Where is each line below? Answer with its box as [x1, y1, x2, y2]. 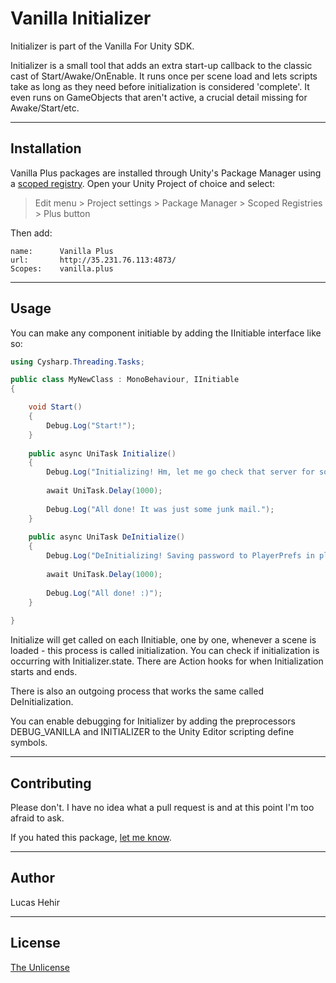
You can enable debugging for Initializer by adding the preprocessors [10, 715, 296, 727]
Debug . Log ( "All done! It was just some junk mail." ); [46, 504, 275, 514]
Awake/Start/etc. [10, 102, 80, 114]
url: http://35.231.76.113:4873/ [10, 255, 177, 265]
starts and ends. [10, 666, 78, 678]
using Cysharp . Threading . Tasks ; [10, 357, 145, 367]
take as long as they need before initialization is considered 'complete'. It [10, 80, 310, 92]
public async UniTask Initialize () [28, 448, 177, 459]
